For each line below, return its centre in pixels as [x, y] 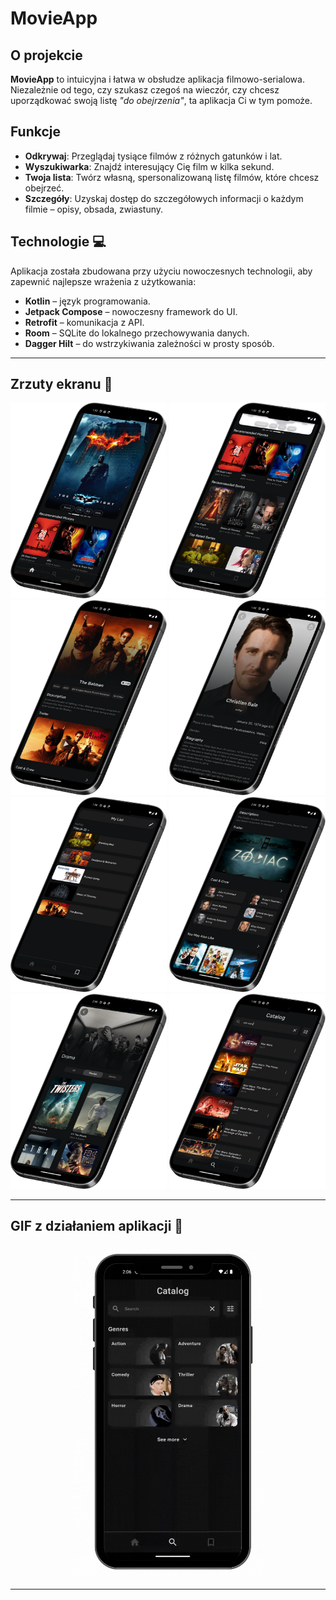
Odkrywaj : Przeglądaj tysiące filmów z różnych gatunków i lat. [153, 156]
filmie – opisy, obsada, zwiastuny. [94, 209]
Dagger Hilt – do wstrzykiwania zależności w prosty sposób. [149, 343]
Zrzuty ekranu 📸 [61, 384]
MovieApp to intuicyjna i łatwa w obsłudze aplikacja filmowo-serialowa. [157, 79]
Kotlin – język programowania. [87, 301]
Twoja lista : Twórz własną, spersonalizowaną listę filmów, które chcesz [172, 177]
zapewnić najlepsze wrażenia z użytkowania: [103, 281]
